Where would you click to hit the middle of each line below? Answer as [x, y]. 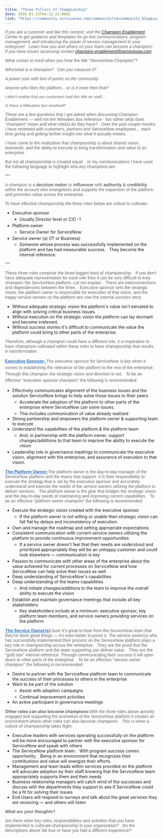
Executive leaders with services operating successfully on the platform [83, 735]
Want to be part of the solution [43, 684]
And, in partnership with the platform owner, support [72, 435]
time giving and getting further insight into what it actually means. [66, 134]
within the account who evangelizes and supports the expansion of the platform [79, 190]
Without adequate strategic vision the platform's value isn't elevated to [83, 306]
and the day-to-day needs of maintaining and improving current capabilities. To [80, 496]
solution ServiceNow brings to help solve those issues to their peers [80, 396]
